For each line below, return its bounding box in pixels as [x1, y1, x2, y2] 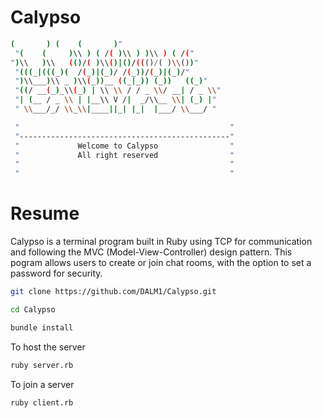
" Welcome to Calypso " [14, 141, 235, 151]
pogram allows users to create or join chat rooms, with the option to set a [10, 257, 312, 269]
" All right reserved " [14, 150, 235, 160]
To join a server [10, 378, 75, 390]
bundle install [10, 322, 74, 333]
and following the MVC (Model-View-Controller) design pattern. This [10, 246, 293, 258]
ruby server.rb [10, 360, 74, 370]
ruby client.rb [10, 397, 74, 408]
